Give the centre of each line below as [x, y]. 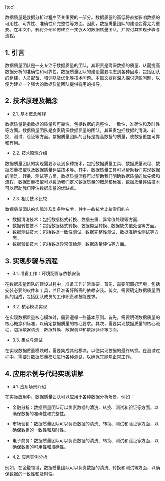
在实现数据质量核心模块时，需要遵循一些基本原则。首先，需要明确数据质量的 [82, 317]
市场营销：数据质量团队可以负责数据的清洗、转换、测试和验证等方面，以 [85, 424]
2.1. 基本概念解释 [29, 114]
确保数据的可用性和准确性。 [40, 447]
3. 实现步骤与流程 [31, 261]
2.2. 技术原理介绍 [30, 153]
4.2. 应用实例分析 [30, 457]
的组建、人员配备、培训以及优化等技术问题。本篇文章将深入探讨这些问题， [80, 78]
